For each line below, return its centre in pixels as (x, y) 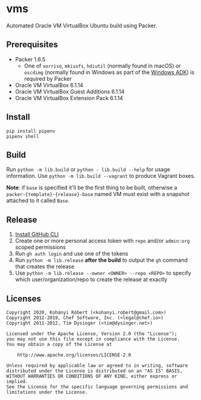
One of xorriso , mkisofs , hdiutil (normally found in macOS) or (102, 66)
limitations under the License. (47, 392)
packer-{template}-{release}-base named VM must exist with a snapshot (98, 194)
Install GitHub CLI (37, 234)
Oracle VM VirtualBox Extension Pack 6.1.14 (69, 98)
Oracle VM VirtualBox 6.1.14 (49, 85)
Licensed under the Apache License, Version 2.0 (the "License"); (92, 334)
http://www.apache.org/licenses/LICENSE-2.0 (74, 355)
